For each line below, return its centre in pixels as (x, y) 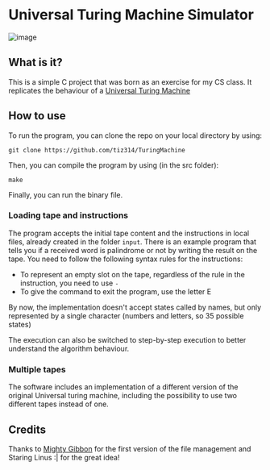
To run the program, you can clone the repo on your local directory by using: (135, 135)
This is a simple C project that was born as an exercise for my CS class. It (130, 81)
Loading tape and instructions (69, 215)
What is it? (35, 62)
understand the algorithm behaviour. (69, 348)
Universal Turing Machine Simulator (131, 15)
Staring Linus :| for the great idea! (64, 457)
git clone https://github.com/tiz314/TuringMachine (97, 150)
